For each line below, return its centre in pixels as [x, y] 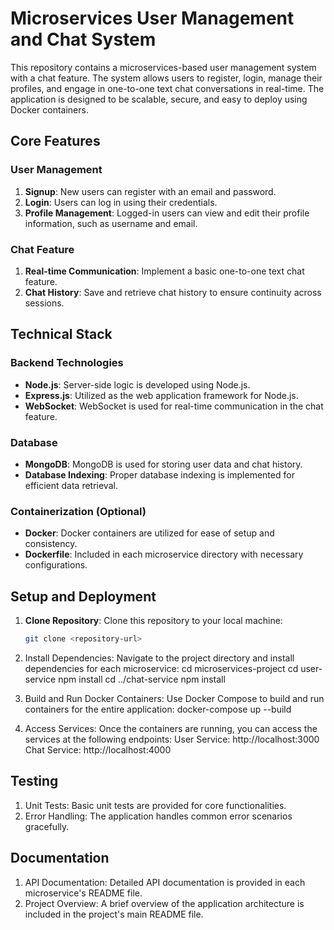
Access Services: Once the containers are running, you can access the [171, 728]
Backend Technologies [67, 363]
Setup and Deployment [83, 596]
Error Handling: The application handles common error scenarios [158, 816]
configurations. [56, 565]
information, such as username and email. [111, 223]
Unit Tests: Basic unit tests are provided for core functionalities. [155, 805]
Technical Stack [61, 334]
